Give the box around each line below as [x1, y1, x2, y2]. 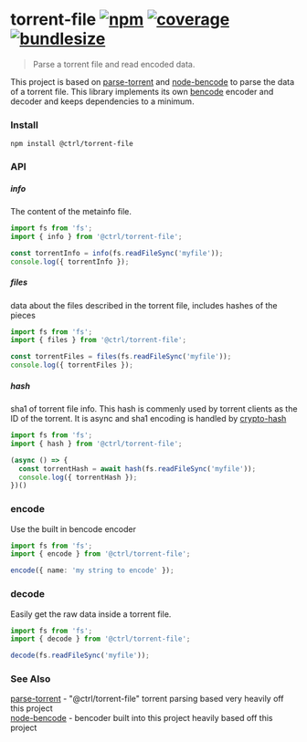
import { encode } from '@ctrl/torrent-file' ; [10, 549, 191, 559]
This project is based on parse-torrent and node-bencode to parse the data [10, 76, 295, 87]
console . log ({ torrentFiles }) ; [10, 361, 133, 370]
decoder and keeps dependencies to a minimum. [10, 96, 195, 107]
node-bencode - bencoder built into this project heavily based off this [10, 713, 273, 724]
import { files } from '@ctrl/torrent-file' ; [10, 336, 186, 345]
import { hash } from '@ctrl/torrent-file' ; [10, 439, 183, 448]
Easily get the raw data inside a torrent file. [10, 608, 172, 620]
